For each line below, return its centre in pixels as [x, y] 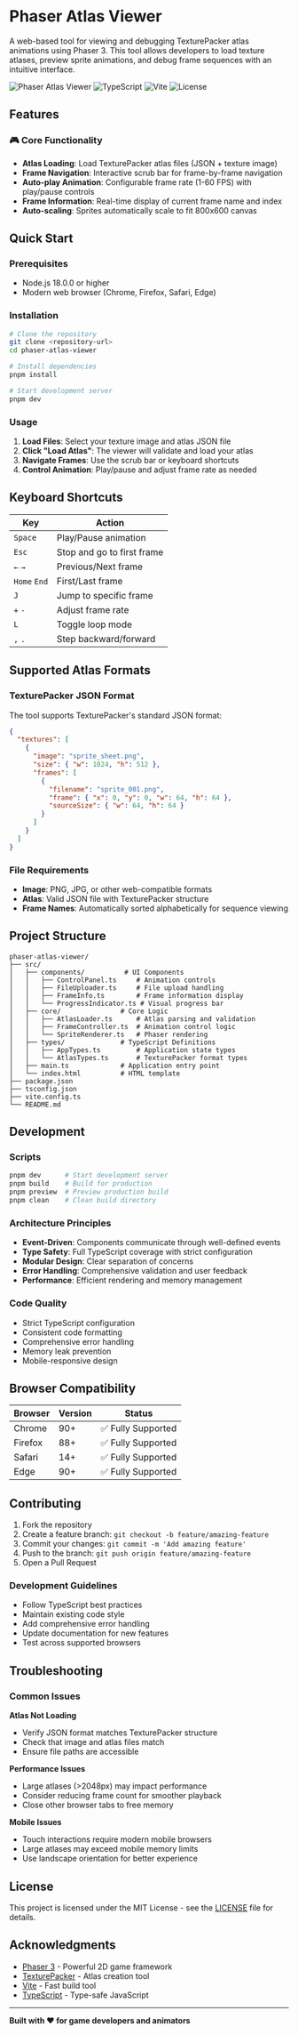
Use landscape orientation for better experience [110, 1858]
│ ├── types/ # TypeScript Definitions [113, 1042]
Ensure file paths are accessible [80, 1752]
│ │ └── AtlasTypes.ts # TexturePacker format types [129, 1058]
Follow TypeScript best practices [82, 1605]
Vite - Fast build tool [59, 1985]
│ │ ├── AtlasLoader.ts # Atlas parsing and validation [132, 1019]
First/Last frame [90, 581]
